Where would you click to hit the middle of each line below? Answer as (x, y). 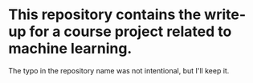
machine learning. (70, 49)
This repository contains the (105, 15)
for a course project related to (131, 32)
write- (225, 15)
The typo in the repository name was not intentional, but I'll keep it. (119, 70)
